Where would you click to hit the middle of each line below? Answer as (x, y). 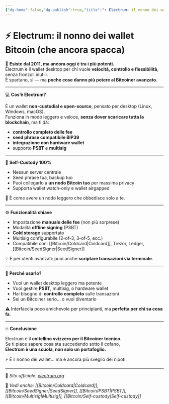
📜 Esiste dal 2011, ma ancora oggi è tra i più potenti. (60, 64)
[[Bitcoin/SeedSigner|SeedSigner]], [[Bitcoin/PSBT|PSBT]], (66, 390)
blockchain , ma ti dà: (27, 122)
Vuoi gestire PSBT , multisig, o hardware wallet (60, 288)
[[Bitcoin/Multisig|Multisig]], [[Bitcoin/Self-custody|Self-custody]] (73, 396)
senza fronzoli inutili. (27, 74)
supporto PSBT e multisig (39, 148)
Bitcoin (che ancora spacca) (65, 49)
